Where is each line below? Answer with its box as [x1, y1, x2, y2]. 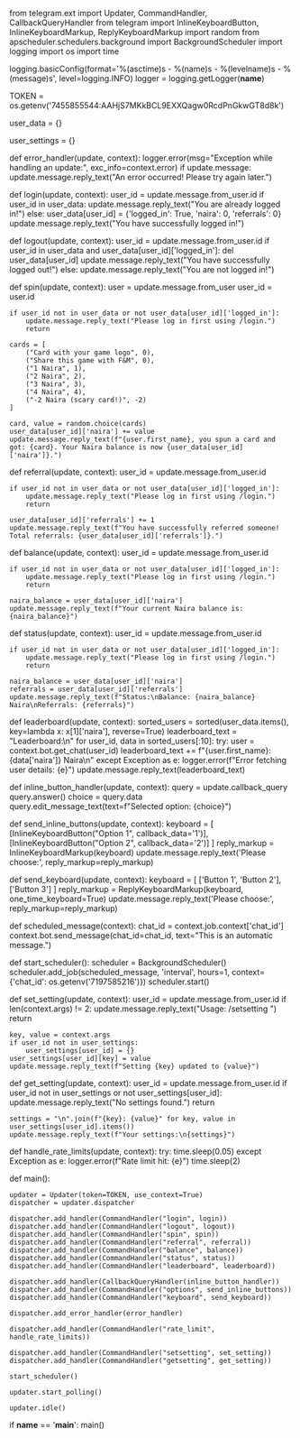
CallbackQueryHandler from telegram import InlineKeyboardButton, [9, 17, 259, 28]
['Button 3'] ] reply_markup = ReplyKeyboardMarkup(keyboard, [9, 884, 244, 894]
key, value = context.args [9, 1030, 111, 1039]
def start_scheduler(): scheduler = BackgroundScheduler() [9, 957, 227, 968]
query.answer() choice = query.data [9, 791, 143, 802]
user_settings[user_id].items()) [9, 1122, 135, 1131]
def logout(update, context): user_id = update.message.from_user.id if [9, 235, 270, 246]
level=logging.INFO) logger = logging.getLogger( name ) [59, 73, 265, 84]
